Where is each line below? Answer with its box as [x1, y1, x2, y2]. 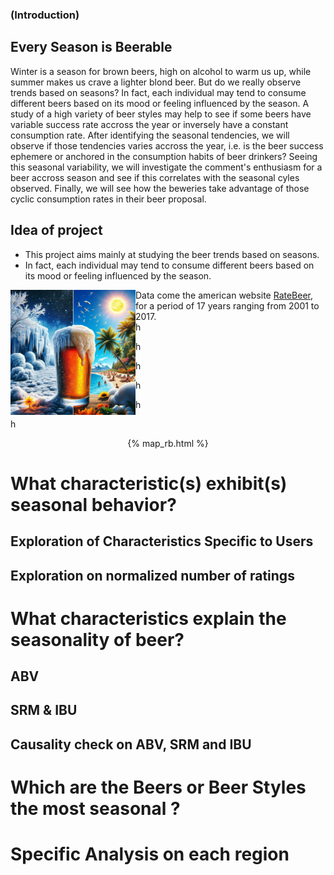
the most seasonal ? [10, 798, 181, 820]
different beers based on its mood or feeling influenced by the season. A [10, 97, 310, 109]
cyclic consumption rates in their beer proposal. [10, 193, 207, 205]
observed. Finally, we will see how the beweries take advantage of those [10, 182, 310, 194]
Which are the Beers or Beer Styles [10, 776, 307, 799]
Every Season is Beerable [10, 39, 173, 56]
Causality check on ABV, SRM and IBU [10, 736, 252, 753]
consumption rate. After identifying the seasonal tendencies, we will [10, 129, 290, 141]
